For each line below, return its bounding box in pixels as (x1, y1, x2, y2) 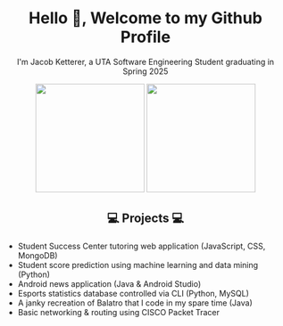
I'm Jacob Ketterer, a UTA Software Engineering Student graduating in (16, 56, 275, 67)
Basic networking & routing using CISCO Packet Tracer (17, 307, 221, 318)
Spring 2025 (122, 66, 169, 77)
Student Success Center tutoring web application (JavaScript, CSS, (17, 240, 266, 252)
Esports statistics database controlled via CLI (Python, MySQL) (17, 289, 250, 299)
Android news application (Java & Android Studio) (17, 279, 202, 289)
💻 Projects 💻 (106, 211, 185, 226)
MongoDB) (17, 250, 58, 261)
